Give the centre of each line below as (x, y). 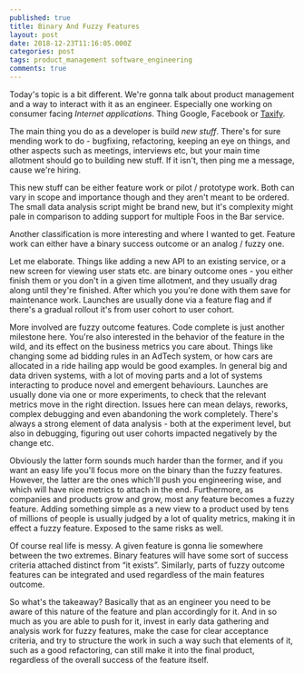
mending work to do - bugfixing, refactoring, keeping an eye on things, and (150, 141)
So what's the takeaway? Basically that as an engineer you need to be (140, 601)
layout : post (34, 35)
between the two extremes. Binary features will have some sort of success (149, 555)
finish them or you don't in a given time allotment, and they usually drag (143, 280)
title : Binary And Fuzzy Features (75, 26)
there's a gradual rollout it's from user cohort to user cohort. (122, 309)
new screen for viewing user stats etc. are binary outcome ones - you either (151, 271)
